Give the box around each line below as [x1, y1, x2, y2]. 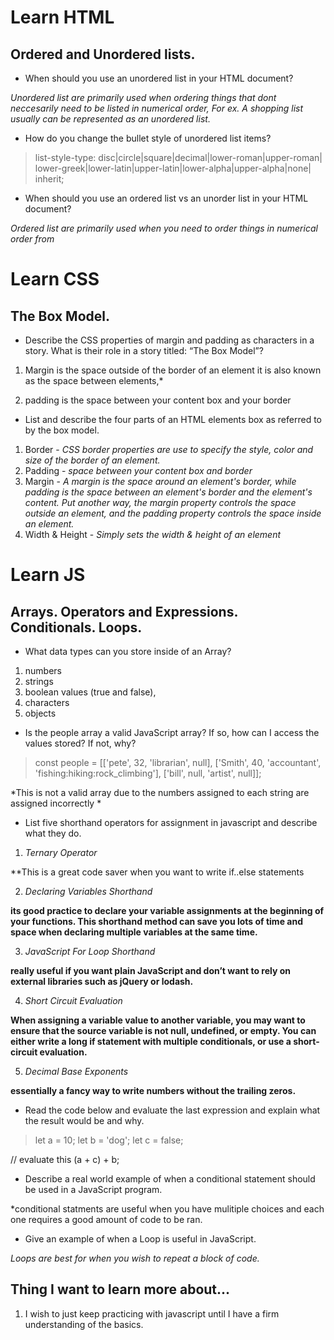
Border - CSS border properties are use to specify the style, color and [24, 444, 314, 455]
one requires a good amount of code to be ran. [10, 1214, 203, 1225]
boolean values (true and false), [24, 686, 157, 698]
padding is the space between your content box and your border [24, 394, 292, 406]
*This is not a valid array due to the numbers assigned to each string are [10, 787, 310, 798]
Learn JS [10, 564, 86, 586]
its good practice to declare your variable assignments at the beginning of [10, 905, 325, 916]
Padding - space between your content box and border [24, 465, 253, 476]
